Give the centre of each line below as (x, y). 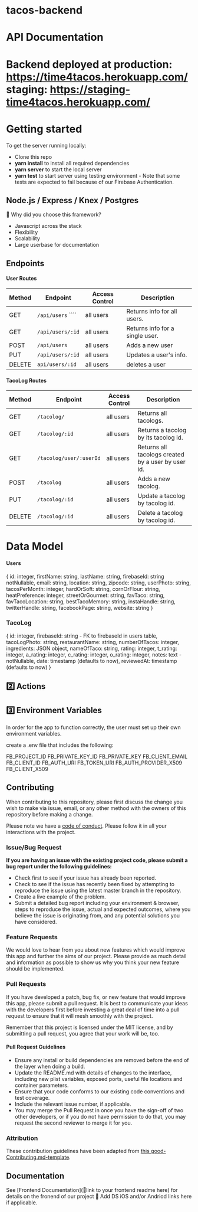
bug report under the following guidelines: (59, 867)
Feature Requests (32, 937)
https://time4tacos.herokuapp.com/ (97, 77)
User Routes (22, 279)
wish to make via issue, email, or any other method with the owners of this (96, 808)
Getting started (44, 129)
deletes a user (146, 364)
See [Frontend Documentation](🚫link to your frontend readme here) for (92, 1190)
